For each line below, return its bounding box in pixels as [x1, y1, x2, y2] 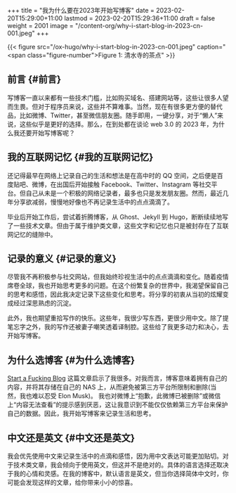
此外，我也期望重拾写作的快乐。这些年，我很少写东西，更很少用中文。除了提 [7, 314, 229, 322]
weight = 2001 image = [7, 22, 74, 30]
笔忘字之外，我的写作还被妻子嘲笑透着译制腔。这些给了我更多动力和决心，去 [7, 323, 229, 331]
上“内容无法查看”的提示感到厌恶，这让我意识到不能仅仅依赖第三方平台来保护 [7, 400, 228, 409]
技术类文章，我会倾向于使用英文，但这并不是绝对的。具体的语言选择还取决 [13, 461, 229, 469]
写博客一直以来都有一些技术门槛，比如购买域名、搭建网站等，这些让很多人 [7, 94, 223, 102]
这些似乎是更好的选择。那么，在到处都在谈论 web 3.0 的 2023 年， [19, 120, 213, 128]
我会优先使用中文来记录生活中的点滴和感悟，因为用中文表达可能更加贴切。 [7, 452, 223, 461]
